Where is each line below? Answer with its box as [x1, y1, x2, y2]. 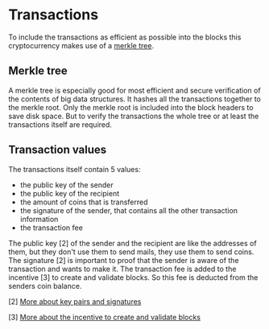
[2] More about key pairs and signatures [8, 296, 142, 306]
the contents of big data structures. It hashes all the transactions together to [8, 94, 262, 104]
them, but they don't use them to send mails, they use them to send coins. [8, 247, 255, 257]
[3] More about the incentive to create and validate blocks [8, 312, 201, 322]
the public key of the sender [19, 179, 114, 190]
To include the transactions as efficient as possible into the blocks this [8, 32, 242, 42]
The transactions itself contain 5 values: [8, 164, 141, 174]
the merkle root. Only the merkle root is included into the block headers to [8, 102, 254, 112]
